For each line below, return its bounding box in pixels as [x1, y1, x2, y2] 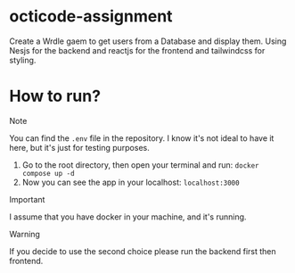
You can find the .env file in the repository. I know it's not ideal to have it [9, 132, 275, 144]
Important [9, 194, 45, 204]
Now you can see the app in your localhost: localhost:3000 [21, 177, 240, 187]
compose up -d [21, 169, 75, 178]
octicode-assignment [9, 6, 173, 27]
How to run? [9, 87, 101, 106]
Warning [9, 228, 40, 239]
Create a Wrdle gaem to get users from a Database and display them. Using [9, 36, 287, 46]
